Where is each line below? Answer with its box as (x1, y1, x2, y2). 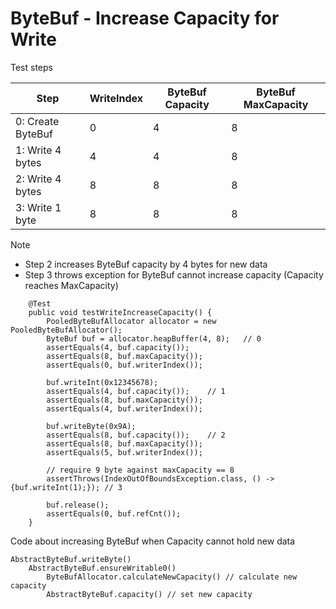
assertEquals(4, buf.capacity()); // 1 (46, 386, 226, 396)
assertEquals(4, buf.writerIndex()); (46, 403, 203, 414)
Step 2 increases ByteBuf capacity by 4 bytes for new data (24, 258, 268, 270)
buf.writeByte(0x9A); (46, 421, 137, 431)
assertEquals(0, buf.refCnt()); (46, 508, 182, 519)
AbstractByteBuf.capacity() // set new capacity (46, 589, 253, 599)
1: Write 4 (15, 143, 62, 157)
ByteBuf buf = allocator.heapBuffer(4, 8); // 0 (46, 333, 262, 344)
